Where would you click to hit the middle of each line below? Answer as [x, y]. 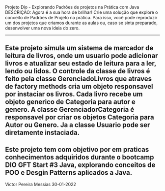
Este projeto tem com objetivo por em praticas [77, 149]
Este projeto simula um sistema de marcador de [79, 48]
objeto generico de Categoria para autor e [70, 102]
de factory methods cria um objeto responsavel [79, 86]
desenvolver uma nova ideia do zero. [42, 28]
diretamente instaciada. [42, 133]
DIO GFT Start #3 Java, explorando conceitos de [80, 165]
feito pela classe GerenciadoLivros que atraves [79, 79]
